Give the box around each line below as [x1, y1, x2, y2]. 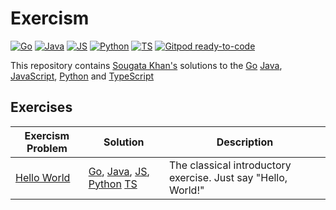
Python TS [88, 177, 138, 191]
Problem [26, 141, 68, 155]
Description [216, 135, 274, 149]
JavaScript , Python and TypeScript [10, 70, 155, 82]
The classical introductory [168, 158, 292, 172]
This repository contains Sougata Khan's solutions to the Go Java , [10, 59, 283, 71]
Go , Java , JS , [88, 164, 150, 178]
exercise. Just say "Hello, [168, 170, 288, 184]
